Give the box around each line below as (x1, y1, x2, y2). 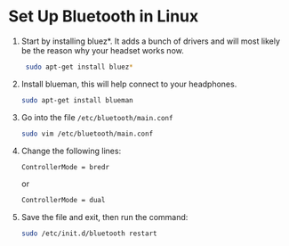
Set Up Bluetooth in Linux (8, 6, 199, 27)
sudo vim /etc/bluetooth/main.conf (20, 129, 154, 138)
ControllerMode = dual (20, 196, 106, 205)
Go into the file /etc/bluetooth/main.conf (20, 111, 173, 122)
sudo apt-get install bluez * (25, 62, 134, 71)
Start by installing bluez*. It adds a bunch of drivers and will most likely (20, 36, 281, 46)
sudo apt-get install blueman (20, 95, 134, 104)
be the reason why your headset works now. (20, 45, 184, 55)
